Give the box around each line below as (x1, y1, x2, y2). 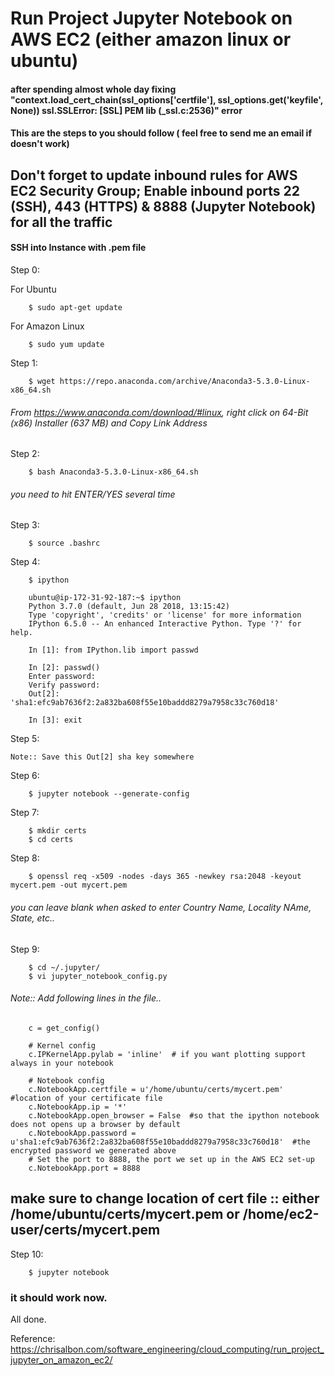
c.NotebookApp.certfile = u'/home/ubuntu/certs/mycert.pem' (28, 1084, 284, 1094)
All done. (10, 1313, 47, 1325)
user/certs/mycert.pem (10, 1222, 161, 1239)
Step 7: (10, 807, 40, 819)
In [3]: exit (28, 715, 83, 726)
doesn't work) (10, 138, 70, 150)
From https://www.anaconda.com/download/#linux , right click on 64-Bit (10, 406, 309, 418)
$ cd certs (28, 835, 74, 845)
